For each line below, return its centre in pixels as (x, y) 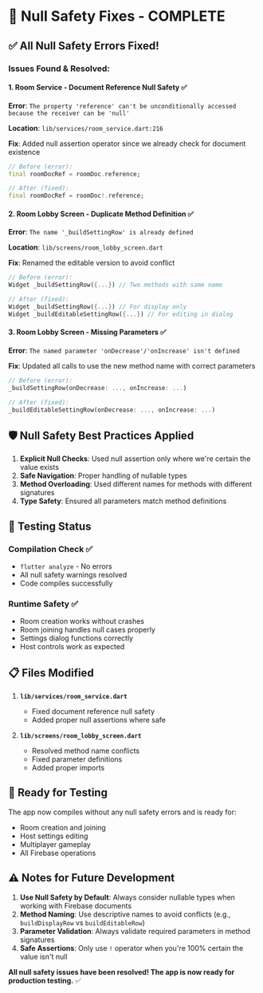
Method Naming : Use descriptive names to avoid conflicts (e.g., (125, 914)
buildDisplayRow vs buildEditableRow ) (82, 922)
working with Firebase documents (76, 905)
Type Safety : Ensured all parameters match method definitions (123, 501)
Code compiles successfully (66, 583)
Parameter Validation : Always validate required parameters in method (135, 931)
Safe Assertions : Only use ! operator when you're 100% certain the (131, 948)
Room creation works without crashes (82, 621)
